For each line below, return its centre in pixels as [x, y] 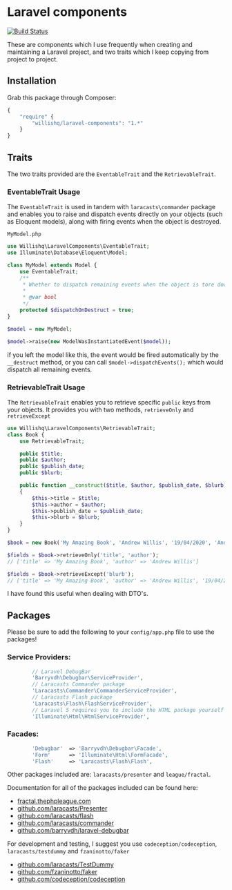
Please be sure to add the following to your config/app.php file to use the [111, 632]
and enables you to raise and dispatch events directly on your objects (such [115, 214]
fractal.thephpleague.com [54, 801]
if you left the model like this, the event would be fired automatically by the [113, 355]
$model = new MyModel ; [40, 329]
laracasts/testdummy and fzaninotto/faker [68, 851]
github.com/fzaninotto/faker [57, 872]
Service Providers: [39, 657]
